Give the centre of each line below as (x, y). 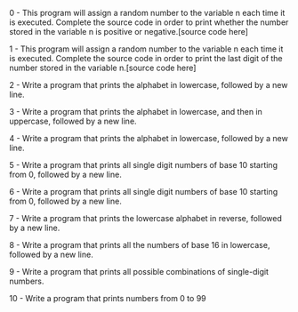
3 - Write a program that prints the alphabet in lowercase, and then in (136, 112)
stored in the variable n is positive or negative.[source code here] (129, 32)
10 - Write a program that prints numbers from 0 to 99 (108, 298)
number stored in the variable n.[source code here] (103, 68)
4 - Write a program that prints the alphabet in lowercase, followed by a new (149, 138)
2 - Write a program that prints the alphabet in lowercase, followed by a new (149, 85)
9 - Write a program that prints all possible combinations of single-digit (139, 272)
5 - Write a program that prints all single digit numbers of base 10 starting (144, 165)
